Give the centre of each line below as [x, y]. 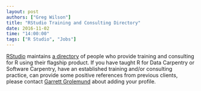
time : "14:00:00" [28, 34]
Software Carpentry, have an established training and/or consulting [89, 69]
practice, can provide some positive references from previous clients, [92, 75]
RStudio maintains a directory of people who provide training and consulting [100, 56]
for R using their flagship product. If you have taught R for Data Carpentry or [100, 62]
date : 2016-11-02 [28, 28]
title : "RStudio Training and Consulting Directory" [73, 23]
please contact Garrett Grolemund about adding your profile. [81, 81]
